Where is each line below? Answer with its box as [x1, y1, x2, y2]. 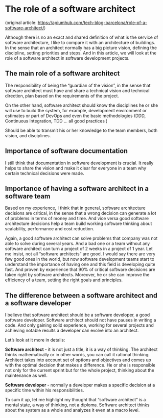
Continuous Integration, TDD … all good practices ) [5, 118, 108, 123]
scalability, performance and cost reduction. [5, 226, 94, 232]
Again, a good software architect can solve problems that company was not [5, 235, 158, 241]
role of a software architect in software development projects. [5, 55, 130, 61]
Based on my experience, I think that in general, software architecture [5, 205, 146, 211]
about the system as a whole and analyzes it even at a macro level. [5, 407, 140, 413]
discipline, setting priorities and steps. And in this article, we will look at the [5, 50, 157, 56]
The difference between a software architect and [5, 291, 158, 299]
